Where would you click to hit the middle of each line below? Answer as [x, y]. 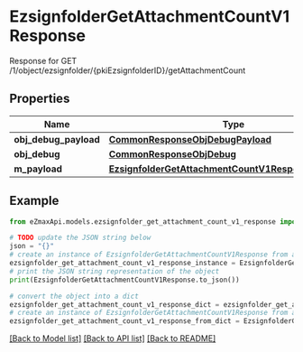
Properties [40, 99]
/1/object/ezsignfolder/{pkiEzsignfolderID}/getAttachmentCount [128, 70]
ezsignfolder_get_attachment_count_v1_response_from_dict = [125, 321]
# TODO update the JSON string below [80, 238]
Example [34, 201]
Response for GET [43, 60]
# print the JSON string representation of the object [115, 271]
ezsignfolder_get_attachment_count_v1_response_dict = [115, 304]
